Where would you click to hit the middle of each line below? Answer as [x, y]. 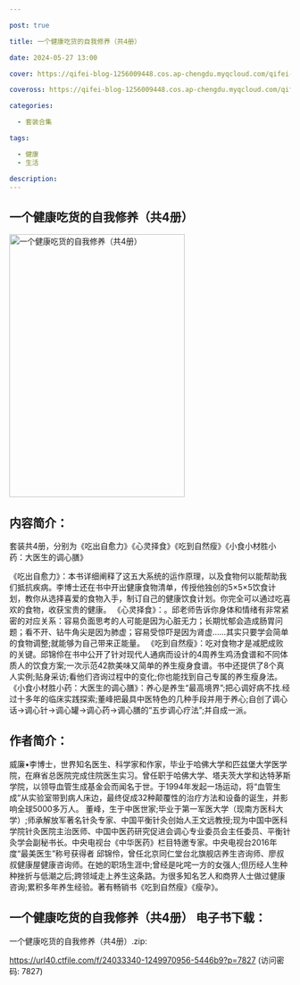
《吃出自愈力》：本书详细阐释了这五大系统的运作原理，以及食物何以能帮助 [144, 576]
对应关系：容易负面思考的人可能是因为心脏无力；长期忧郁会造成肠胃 [150, 621]
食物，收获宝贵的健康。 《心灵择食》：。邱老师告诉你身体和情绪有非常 [153, 609]
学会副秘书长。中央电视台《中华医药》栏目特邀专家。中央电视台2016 [143, 842]
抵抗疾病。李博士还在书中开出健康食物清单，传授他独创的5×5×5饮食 [142, 587]
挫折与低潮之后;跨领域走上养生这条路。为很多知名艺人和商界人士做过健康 [151, 875]
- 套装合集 [35, 122]
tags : [19, 138]
